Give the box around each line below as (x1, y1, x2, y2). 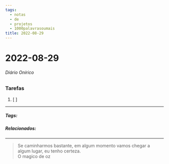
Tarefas (5, 85, 25, 92)
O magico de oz (17, 153, 51, 159)
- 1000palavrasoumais (10, 26, 55, 31)
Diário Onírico (5, 69, 34, 75)
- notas (10, 12, 26, 17)
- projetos (10, 21, 33, 27)
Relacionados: (5, 125, 37, 131)
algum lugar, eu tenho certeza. (17, 148, 81, 154)
